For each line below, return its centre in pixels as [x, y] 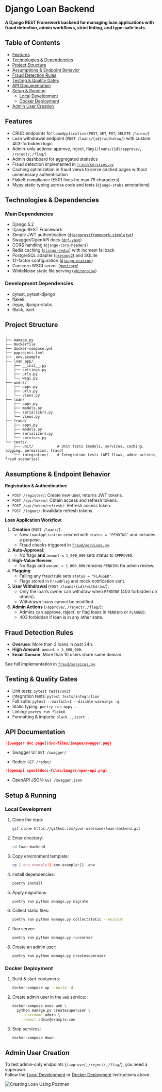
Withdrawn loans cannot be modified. [57, 602]
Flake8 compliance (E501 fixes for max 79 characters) [66, 179]
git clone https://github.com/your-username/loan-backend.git [76, 829]
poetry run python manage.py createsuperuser [59, 956]
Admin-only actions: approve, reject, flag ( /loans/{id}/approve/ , [77, 149]
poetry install [27, 883]
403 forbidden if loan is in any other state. [61, 617]
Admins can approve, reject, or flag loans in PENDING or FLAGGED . [82, 612]
